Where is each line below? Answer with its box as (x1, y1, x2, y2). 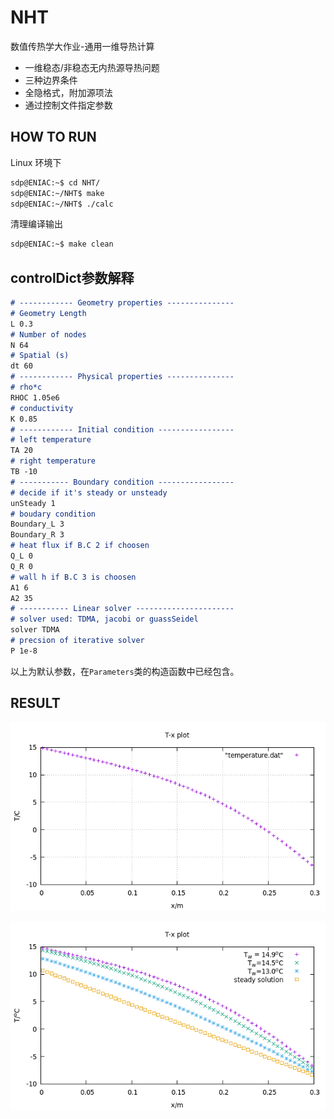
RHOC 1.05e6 (10, 392, 60, 403)
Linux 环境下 (10, 156, 62, 168)
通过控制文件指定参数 (24, 99, 113, 111)
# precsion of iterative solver (10, 636, 145, 646)
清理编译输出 (10, 218, 63, 230)
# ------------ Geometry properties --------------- (10, 298, 235, 308)
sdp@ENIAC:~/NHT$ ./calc (10, 199, 114, 209)
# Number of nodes (10, 329, 87, 340)
